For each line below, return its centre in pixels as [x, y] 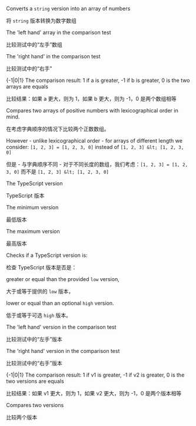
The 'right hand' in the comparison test [54, 56]
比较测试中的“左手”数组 [34, 44]
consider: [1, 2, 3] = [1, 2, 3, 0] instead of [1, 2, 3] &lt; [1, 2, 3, [95, 147]
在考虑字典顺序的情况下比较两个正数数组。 [58, 129]
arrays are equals [27, 87]
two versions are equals [35, 381]
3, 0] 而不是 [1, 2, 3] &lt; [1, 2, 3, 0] [57, 171]
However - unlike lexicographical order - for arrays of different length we [94, 141]
